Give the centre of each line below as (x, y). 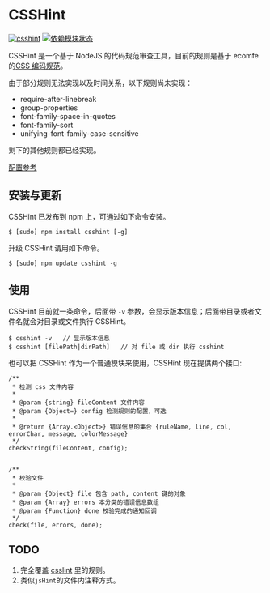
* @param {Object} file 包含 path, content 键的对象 (99, 493)
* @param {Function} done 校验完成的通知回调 (84, 511)
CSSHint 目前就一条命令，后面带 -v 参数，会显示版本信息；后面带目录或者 (131, 311)
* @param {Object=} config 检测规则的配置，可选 (89, 411)
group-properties (49, 108)
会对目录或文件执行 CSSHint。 (80, 321)
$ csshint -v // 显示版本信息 (59, 338)
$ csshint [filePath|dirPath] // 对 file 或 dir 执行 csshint (116, 347)
